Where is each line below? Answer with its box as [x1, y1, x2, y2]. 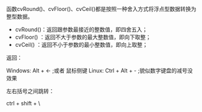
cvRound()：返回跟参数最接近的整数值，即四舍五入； [15, 26, 147, 33]
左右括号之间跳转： [6, 88, 55, 94]
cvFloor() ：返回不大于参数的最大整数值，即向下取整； [15, 33, 152, 41]
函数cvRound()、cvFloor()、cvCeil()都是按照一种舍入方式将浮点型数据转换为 [6, 5, 197, 12]
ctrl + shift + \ [6, 100, 41, 107]
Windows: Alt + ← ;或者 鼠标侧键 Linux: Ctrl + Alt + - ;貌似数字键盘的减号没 [6, 67, 193, 74]
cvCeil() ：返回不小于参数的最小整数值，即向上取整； [15, 41, 148, 48]
